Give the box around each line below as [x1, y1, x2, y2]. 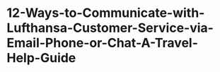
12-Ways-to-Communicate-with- [6, 5, 205, 21]
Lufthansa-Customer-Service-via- [6, 20, 214, 36]
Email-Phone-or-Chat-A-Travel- [6, 35, 199, 51]
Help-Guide [6, 50, 76, 66]
